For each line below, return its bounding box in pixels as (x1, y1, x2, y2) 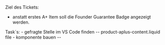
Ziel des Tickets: (5, 4, 39, 10)
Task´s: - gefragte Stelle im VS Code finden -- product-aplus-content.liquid (5, 29, 160, 34)
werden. (12, 19, 30, 25)
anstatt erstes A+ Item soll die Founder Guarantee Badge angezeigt (12, 14, 151, 19)
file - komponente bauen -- (5, 34, 61, 40)
